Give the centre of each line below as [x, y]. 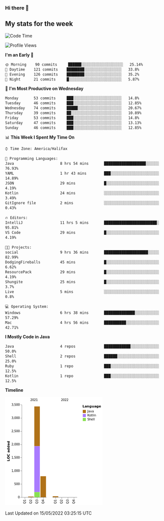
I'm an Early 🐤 [19, 55]
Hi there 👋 [17, 8]
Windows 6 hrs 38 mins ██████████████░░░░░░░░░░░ [82, 313]
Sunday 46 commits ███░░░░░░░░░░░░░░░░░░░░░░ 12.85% [73, 128]
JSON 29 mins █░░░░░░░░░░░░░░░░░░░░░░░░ [82, 183]
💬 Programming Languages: [31, 158]
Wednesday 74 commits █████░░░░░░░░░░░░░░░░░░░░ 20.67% [73, 108]
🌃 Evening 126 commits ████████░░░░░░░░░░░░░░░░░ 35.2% [72, 74]
